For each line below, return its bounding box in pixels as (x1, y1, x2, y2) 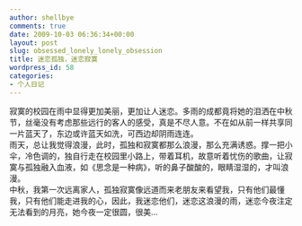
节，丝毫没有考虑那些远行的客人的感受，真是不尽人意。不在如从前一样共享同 (9, 117, 293, 127)
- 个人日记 (9, 80, 45, 89)
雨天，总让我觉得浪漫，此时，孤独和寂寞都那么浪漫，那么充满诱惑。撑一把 (9, 139, 285, 150)
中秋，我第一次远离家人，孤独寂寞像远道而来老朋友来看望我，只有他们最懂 (9, 184, 285, 195)
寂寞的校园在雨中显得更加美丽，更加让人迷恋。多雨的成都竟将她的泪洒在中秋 (9, 105, 293, 117)
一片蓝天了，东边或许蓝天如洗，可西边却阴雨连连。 (9, 127, 199, 139)
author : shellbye (9, 13, 75, 22)
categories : (9, 72, 54, 81)
